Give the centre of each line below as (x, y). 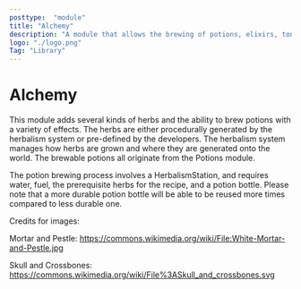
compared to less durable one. (66, 204)
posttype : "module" (48, 17)
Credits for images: (45, 221)
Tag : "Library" (38, 51)
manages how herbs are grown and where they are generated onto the (140, 149)
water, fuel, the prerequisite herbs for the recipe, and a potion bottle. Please (149, 185)
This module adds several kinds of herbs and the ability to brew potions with (150, 120)
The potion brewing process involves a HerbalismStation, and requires (139, 175)
